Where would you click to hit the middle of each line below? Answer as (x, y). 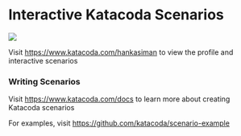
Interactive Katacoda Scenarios (116, 15)
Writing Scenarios (44, 81)
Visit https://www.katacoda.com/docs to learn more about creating (119, 99)
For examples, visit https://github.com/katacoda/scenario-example (119, 123)
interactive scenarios (43, 60)
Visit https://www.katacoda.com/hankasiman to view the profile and (121, 52)
